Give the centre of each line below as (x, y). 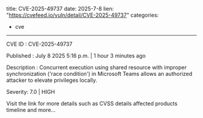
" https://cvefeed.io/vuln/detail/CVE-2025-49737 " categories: (82, 15)
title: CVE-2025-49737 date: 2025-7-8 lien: (60, 9)
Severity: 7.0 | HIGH (31, 92)
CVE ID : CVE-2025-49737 (39, 44)
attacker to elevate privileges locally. (52, 80)
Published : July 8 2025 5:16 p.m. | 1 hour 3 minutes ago (76, 56)
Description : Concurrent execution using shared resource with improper (97, 67)
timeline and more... (31, 110)
